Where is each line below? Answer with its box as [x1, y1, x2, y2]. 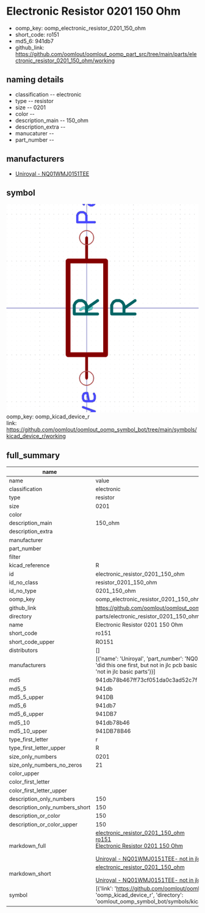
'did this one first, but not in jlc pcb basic [95, 662, 197, 669]
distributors [9, 646, 38, 654]
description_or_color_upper [9, 820, 78, 828]
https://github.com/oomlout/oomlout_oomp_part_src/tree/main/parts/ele [15, 50, 197, 57]
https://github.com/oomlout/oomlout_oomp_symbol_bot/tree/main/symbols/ [6, 426, 197, 434]
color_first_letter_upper [9, 787, 67, 794]
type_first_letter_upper [9, 744, 66, 751]
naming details [6, 74, 64, 85]
